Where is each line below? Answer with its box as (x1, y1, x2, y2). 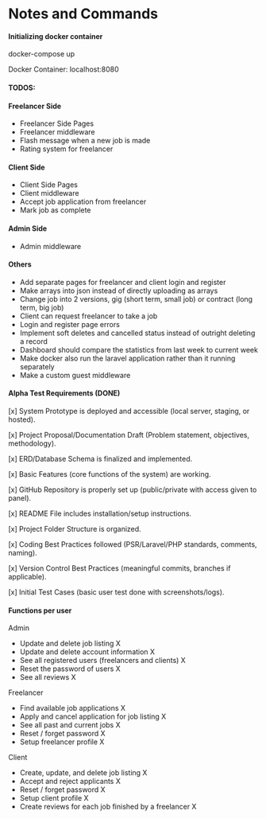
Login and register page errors (19, 319, 121, 329)
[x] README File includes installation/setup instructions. (8, 509, 192, 518)
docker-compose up (8, 49, 75, 59)
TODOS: (8, 83, 36, 92)
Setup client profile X (19, 794, 89, 803)
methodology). (8, 439, 57, 448)
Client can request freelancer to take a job (19, 311, 158, 321)
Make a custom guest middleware (19, 370, 131, 380)
